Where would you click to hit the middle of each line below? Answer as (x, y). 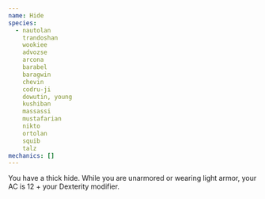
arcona (33, 60)
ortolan (35, 133)
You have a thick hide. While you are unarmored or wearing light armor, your (132, 178)
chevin (33, 82)
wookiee (35, 45)
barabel (35, 67)
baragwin (37, 75)
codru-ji (37, 89)
